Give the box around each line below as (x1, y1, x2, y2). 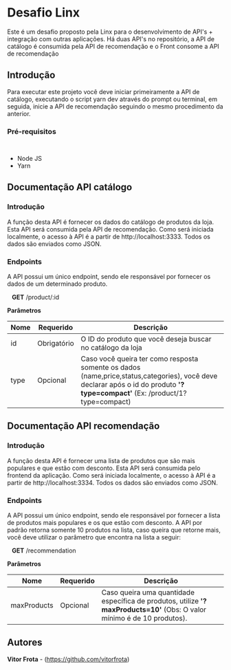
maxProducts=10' (101, 605, 162, 614)
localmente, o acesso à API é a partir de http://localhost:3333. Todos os (7, 232, 211, 241)
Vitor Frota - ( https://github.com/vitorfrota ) (7, 655, 130, 663)
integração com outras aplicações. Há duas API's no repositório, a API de (7, 34, 215, 43)
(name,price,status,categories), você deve (80, 371, 218, 381)
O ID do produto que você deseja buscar (80, 335, 212, 344)
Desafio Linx (7, 5, 80, 21)
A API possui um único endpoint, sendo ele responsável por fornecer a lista (7, 511, 221, 520)
